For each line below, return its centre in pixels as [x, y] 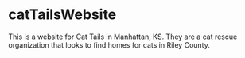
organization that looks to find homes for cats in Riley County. [109, 44]
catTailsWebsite [62, 15]
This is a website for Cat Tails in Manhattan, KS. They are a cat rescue [123, 37]
